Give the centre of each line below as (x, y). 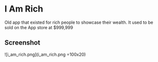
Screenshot (22, 43)
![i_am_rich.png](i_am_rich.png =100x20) (45, 54)
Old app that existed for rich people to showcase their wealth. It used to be (79, 22)
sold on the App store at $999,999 (39, 27)
